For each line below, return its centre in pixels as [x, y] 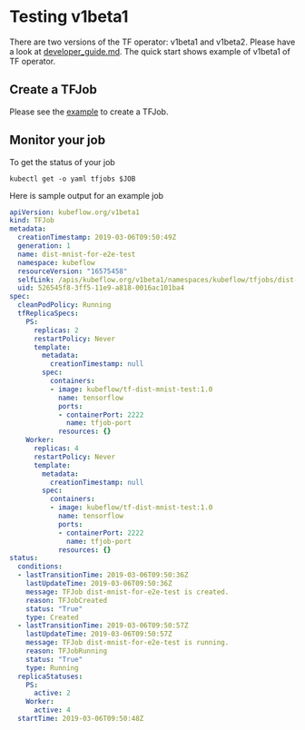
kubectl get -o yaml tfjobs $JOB [73, 179]
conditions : [40, 567]
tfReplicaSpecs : [48, 314]
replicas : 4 [56, 449]
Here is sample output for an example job [87, 195]
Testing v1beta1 [69, 17]
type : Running [52, 668]
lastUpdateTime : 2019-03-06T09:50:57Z [99, 634]
